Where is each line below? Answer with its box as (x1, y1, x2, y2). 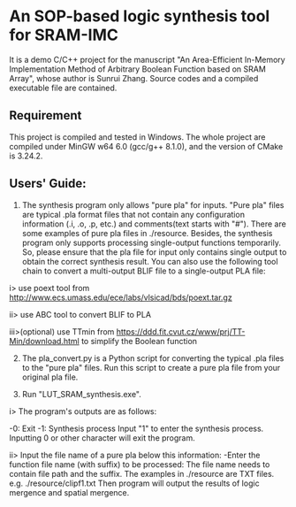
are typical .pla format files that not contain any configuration (21, 209, 246, 219)
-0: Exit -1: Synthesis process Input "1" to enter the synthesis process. (9, 423, 264, 434)
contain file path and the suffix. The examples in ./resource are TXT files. (9, 468, 275, 479)
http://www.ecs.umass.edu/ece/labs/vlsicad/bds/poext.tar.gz (9, 292, 232, 303)
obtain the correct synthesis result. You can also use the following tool (21, 256, 278, 266)
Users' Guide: (9, 176, 87, 191)
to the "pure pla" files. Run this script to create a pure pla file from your (21, 362, 281, 373)
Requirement (9, 108, 82, 123)
